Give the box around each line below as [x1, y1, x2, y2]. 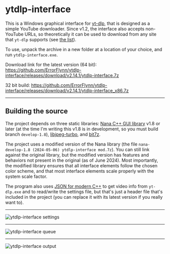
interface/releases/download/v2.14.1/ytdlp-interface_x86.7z [5, 87, 129, 93]
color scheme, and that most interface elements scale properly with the [5, 168, 154, 174]
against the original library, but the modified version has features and [5, 152, 149, 158]
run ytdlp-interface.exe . [5, 52, 58, 58]
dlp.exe [5, 189, 22, 195]
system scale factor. [5, 173, 48, 179]
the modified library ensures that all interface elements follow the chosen [5, 162, 158, 168]
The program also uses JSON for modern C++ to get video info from [5, 183, 148, 189]
